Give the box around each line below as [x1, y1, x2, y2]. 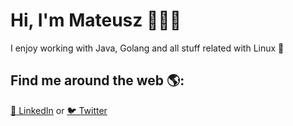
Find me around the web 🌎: [10, 72, 185, 89]
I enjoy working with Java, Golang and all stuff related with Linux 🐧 [10, 42, 285, 54]
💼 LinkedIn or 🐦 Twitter [10, 104, 108, 116]
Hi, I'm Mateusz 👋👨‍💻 [10, 9, 182, 32]
